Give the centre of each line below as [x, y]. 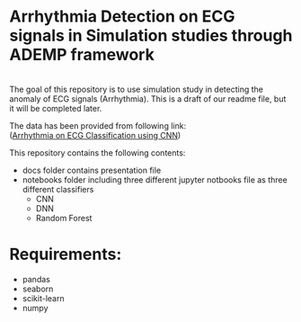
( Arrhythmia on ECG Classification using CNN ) [95, 135]
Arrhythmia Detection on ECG [122, 17]
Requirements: [66, 255]
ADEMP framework [82, 55]
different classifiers [58, 189]
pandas [36, 279]
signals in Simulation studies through [151, 36]
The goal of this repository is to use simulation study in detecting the [136, 89]
